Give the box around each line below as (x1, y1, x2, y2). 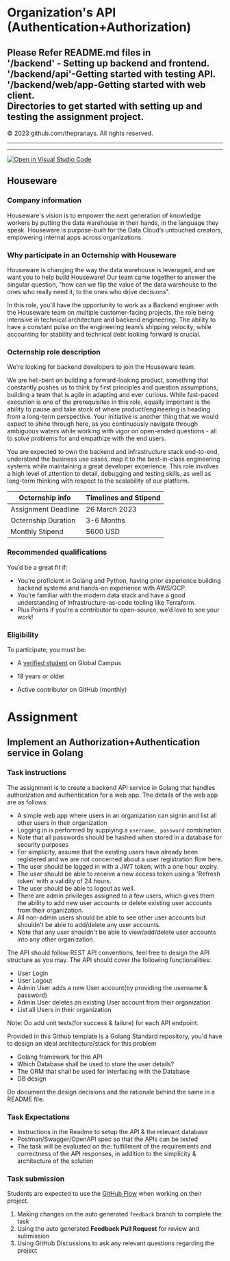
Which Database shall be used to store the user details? (16, 1059, 175, 1068)
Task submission (7, 1174, 65, 1184)
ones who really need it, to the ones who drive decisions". (7, 287, 170, 296)
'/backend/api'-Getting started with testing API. (7, 68, 216, 80)
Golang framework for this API (16, 1053, 103, 1061)
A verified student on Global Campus (16, 658, 122, 666)
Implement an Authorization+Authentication (7, 736, 201, 748)
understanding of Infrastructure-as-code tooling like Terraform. (16, 598, 196, 606)
